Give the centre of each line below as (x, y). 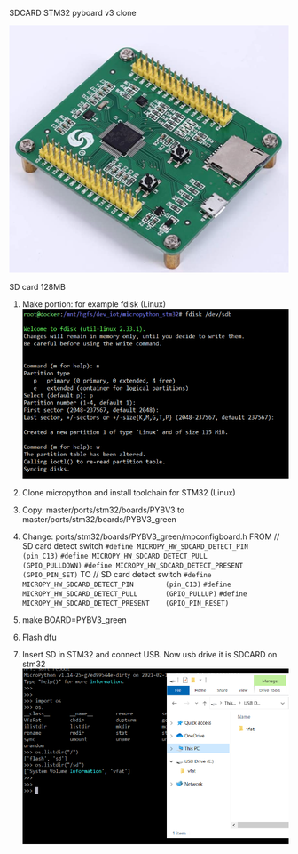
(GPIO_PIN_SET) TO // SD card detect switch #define (117, 574)
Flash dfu (39, 637)
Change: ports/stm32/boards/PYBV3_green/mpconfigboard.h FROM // (151, 536)
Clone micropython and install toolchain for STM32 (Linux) (129, 492)
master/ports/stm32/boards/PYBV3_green (99, 519)
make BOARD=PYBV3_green (74, 620)
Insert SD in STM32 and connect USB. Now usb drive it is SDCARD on (149, 654)
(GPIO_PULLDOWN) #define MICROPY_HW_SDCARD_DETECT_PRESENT (133, 565)
